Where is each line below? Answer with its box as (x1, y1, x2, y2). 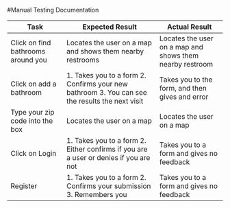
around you (10, 55, 48, 65)
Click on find (10, 38, 51, 47)
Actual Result (167, 22, 212, 32)
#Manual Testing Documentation (7, 6, 99, 14)
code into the (10, 116, 53, 126)
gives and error (159, 92, 209, 102)
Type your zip (10, 108, 55, 117)
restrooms (66, 55, 99, 65)
